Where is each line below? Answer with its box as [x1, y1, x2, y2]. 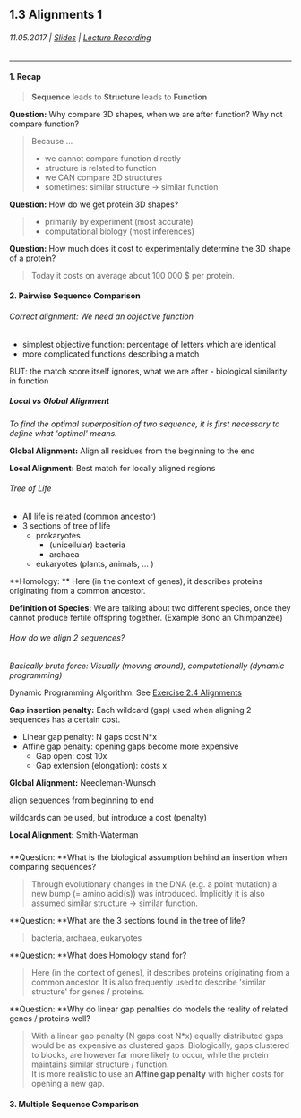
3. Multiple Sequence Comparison [9, 1098, 139, 1109]
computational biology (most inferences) [44, 226, 195, 236]
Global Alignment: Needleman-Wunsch [9, 777, 157, 787]
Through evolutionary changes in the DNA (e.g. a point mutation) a [30, 879, 278, 890]
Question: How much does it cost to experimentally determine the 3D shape [9, 243, 291, 254]
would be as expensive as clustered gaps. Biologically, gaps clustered [30, 1040, 289, 1051]
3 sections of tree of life [21, 520, 111, 531]
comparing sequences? [9, 862, 97, 873]
